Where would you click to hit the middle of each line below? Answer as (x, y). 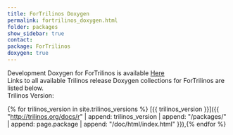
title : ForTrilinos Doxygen (49, 14)
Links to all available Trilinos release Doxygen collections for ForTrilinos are (116, 80)
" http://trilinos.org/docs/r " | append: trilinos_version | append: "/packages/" (117, 116)
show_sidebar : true (36, 33)
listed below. (26, 88)
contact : (20, 40)
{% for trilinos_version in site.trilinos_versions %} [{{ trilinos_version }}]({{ (113, 109)
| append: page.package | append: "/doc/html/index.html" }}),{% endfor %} (117, 124)
